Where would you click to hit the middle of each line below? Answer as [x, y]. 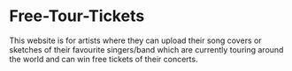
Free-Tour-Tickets [77, 16]
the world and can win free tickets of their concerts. [104, 59]
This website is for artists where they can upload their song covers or [136, 40]
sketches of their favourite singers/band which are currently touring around [146, 49]
